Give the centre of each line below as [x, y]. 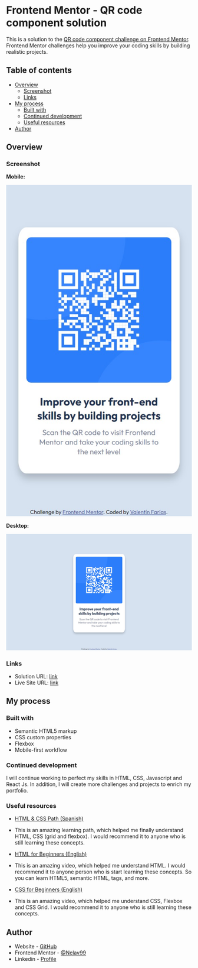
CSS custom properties [43, 737]
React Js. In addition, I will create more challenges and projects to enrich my [99, 784]
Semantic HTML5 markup [46, 731]
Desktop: [18, 526]
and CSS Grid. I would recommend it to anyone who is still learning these [103, 907]
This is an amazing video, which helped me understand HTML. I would [100, 866]
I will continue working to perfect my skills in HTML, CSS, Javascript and [94, 778]
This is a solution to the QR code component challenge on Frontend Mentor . [98, 39]
